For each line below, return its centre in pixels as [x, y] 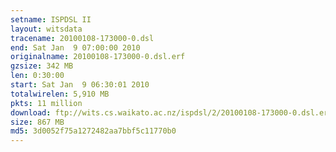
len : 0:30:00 [37, 76]
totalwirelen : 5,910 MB [60, 94]
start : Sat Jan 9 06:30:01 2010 [80, 85]
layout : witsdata [46, 29]
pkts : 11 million [46, 103]
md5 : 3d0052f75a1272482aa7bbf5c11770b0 [93, 131]
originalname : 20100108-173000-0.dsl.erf [98, 57]
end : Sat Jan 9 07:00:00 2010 [75, 47]
